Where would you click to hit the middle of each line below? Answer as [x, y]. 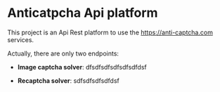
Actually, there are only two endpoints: [63, 53]
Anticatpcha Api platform [83, 13]
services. [20, 39]
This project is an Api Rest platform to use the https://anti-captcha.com [110, 32]
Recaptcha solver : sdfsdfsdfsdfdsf [68, 80]
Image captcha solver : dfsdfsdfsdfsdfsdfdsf [82, 67]
